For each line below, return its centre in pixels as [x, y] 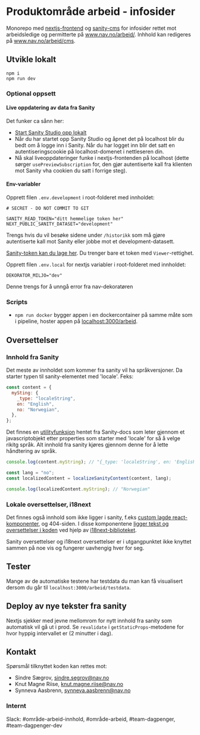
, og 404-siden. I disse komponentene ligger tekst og [104, 523]
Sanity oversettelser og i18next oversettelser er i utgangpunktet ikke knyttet [99, 541]
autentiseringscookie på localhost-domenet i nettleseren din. [89, 152]
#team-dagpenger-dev [34, 725]
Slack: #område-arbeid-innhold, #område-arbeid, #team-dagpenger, [91, 719]
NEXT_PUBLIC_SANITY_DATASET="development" [60, 224]
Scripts [17, 302]
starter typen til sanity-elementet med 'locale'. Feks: [70, 376]
